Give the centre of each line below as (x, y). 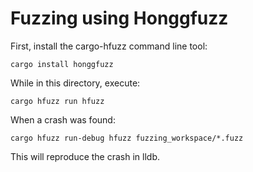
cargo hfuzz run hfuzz (57, 101)
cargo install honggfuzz (62, 64)
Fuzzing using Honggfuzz (119, 18)
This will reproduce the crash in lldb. (85, 156)
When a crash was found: (63, 119)
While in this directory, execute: (75, 83)
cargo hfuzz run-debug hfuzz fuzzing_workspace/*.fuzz (127, 138)
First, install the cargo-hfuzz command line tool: (109, 46)
